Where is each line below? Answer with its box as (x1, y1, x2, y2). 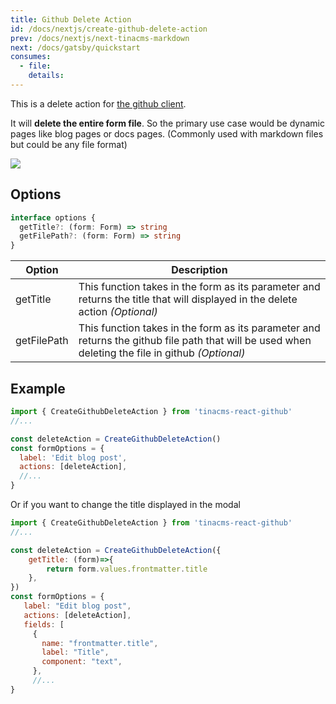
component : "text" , (41, 657, 123, 667)
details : (28, 71, 65, 81)
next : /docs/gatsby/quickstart (10, 42, 141, 53)
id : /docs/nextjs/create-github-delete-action (10, 24, 208, 34)
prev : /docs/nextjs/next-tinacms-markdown (10, 33, 190, 43)
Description (171, 263, 228, 277)
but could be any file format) (10, 138, 128, 150)
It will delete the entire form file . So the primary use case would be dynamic (10, 117, 325, 129)
